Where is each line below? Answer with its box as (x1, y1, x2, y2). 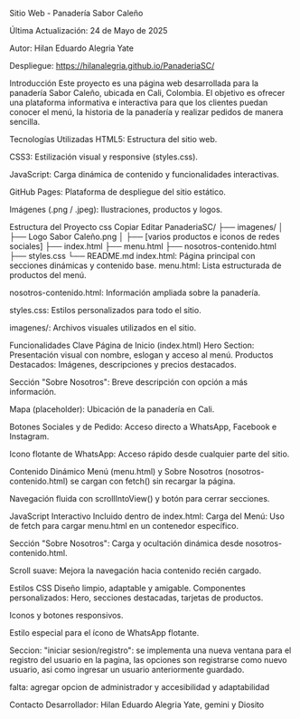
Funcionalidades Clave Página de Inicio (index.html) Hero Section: (9, 340, 255, 350)
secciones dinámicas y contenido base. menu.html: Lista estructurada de (9, 260, 282, 271)
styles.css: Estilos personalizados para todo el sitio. (9, 305, 202, 315)
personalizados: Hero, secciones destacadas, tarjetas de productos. (9, 592, 264, 603)
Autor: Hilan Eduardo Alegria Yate (9, 43, 134, 53)
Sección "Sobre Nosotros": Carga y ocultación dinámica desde (9, 538, 244, 549)
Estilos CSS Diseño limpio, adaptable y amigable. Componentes (9, 583, 246, 593)
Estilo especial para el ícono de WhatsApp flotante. (9, 628, 200, 638)
